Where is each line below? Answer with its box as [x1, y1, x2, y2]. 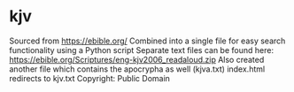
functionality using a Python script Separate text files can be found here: [9, 44, 275, 55]
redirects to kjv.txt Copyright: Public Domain [9, 73, 171, 83]
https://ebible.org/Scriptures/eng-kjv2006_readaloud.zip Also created [9, 54, 265, 65]
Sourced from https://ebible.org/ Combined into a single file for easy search [9, 35, 286, 46]
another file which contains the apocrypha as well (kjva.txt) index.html [9, 64, 266, 74]
